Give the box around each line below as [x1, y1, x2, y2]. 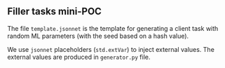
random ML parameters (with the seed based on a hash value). [7, 32, 189, 40]
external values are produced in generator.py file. [7, 53, 151, 61]
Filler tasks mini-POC [7, 6, 102, 18]
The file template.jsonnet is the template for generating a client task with [7, 24, 219, 32]
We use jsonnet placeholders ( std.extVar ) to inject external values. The [7, 45, 215, 53]
